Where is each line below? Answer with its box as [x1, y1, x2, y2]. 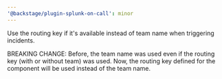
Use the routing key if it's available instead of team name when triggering [7, 29, 214, 37]
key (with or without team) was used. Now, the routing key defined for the [7, 56, 216, 65]
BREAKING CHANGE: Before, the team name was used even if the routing [7, 49, 215, 58]
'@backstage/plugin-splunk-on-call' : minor [7, 10, 134, 17]
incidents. [7, 36, 35, 45]
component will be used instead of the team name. [7, 64, 151, 72]
